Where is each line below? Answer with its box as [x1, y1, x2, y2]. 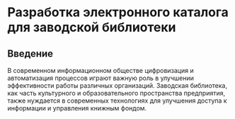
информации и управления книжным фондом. [7, 104, 147, 112]
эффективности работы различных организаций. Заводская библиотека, [7, 81, 228, 89]
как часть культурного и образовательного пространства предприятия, [7, 89, 225, 97]
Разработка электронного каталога [7, 4, 229, 21]
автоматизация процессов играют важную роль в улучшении [7, 74, 195, 82]
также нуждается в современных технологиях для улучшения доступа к [7, 96, 228, 105]
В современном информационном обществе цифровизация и [7, 67, 194, 74]
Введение [7, 47, 54, 59]
